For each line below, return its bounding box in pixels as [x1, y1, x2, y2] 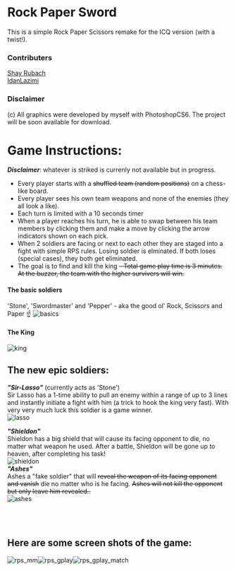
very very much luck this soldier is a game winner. [7, 406, 153, 414]
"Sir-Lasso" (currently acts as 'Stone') [7, 383, 120, 392]
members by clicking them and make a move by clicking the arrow [17, 224, 210, 233]
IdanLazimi [7, 76, 39, 85]
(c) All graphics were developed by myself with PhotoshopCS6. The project [7, 110, 226, 119]
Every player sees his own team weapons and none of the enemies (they [17, 194, 229, 203]
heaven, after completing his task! [7, 449, 106, 458]
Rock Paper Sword [7, 4, 118, 20]
